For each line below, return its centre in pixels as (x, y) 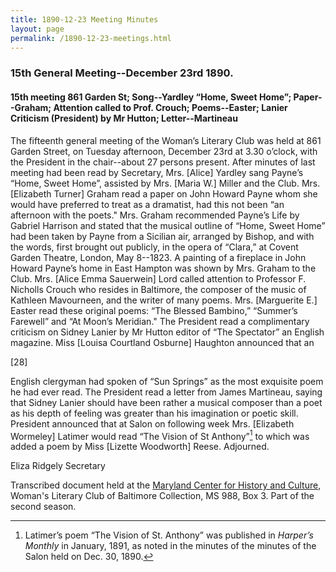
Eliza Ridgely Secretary (58, 466)
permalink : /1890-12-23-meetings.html (91, 38)
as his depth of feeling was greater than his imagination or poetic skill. (154, 413)
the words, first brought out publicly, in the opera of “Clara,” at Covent (154, 247)
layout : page (37, 29)
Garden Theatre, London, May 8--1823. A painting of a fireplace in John (158, 257)
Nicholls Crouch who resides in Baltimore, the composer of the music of (158, 289)
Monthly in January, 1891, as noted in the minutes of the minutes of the (170, 546)
